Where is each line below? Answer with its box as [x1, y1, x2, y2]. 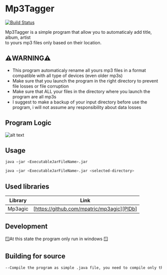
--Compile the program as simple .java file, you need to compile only [5, 265, 157, 270]
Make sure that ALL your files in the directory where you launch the [12, 88, 151, 94]
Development [5, 222, 48, 231]
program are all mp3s [12, 93, 57, 99]
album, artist [5, 34, 31, 40]
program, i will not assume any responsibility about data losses [12, 104, 142, 110]
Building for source [5, 252, 66, 261]
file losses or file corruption [12, 83, 69, 89]
